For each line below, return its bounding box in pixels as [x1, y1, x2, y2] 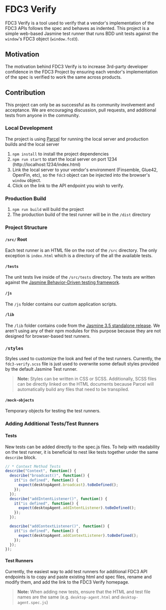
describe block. [5, 454, 37, 460]
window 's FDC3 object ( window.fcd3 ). [5, 36, 79, 42]
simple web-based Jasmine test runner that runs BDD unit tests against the [5, 30, 159, 36]
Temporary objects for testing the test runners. [5, 408, 101, 414]
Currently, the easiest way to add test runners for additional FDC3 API [5, 569, 148, 575]
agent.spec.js [17, 601, 47, 606]
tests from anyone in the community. [5, 112, 80, 118]
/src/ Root [5, 236, 27, 242]
